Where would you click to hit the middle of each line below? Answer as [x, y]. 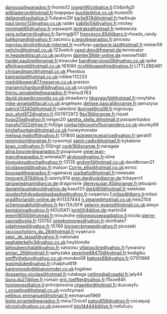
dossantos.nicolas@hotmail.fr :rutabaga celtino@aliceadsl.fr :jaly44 [74, 274]
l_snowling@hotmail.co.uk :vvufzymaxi [45, 290]
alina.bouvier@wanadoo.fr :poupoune [44, 151]
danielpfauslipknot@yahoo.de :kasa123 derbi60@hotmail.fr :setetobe [75, 189]
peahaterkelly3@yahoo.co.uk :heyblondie [48, 242]
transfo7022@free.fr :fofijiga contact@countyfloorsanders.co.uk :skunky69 [82, 125]
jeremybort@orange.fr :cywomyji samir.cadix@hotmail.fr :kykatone [73, 141]
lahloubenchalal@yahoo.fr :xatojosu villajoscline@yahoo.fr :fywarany [75, 247]
